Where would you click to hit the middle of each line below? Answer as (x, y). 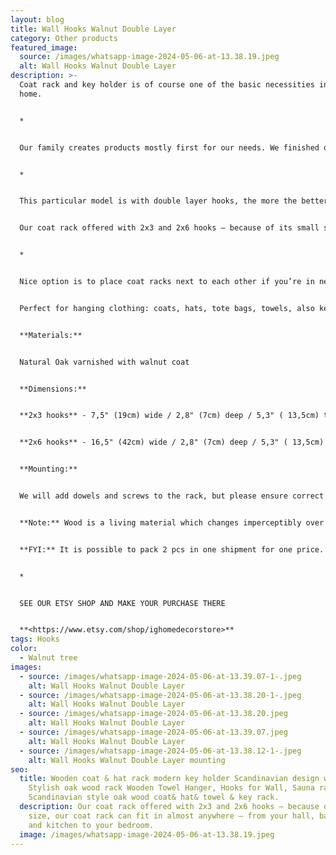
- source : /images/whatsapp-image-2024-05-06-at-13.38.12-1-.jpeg (160, 751)
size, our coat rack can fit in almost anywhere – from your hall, (171, 816)
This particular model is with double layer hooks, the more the (158, 201)
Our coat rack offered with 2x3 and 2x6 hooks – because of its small (169, 228)
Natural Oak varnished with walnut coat (104, 362)
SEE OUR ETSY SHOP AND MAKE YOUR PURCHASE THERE (122, 603)
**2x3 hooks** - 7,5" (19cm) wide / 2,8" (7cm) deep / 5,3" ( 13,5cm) (169, 416)
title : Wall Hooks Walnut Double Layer (93, 29)
